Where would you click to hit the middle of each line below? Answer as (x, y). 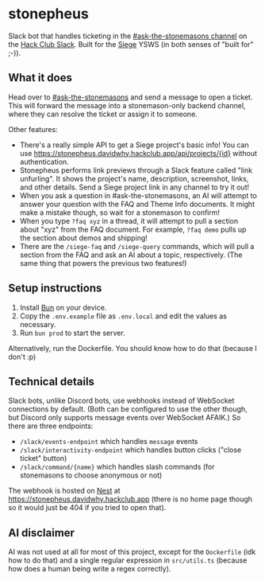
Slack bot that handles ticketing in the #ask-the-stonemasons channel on (128, 36)
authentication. (44, 162)
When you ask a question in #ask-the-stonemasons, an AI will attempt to (138, 195)
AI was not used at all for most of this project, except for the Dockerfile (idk (132, 552)
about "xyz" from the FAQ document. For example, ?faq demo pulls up (133, 229)
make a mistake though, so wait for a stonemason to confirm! (120, 213)
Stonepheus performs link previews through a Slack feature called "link (136, 170)
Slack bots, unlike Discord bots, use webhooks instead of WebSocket (121, 401)
